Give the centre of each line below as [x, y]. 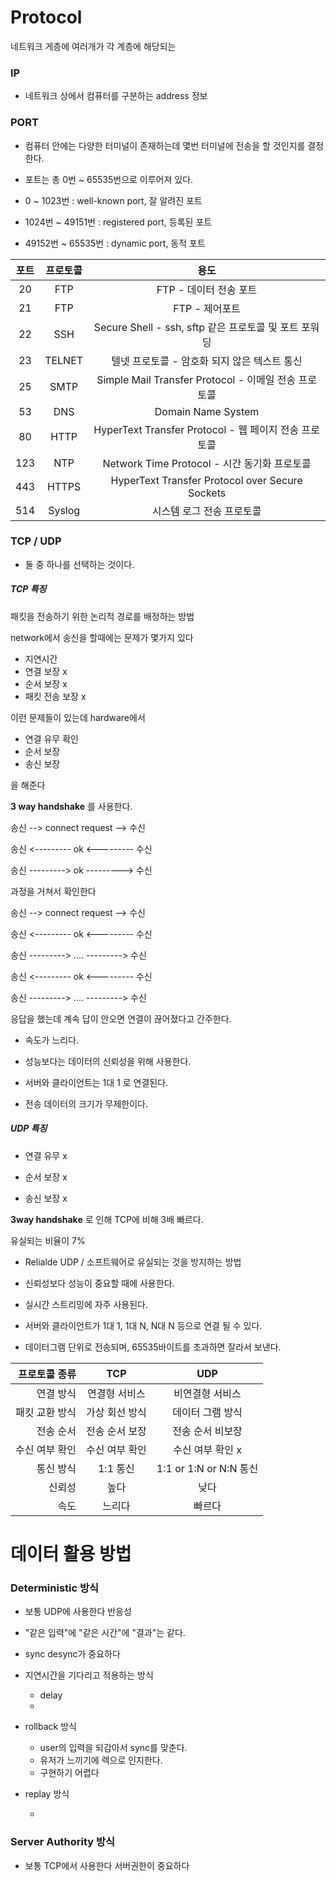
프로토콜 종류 [47, 1374]
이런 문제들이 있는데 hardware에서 [78, 717]
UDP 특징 [29, 1128]
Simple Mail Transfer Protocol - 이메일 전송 [196, 379]
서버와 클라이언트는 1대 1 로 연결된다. [96, 1082]
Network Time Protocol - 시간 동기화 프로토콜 [207, 463]
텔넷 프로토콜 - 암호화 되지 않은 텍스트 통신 [207, 361]
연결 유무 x [46, 1155]
